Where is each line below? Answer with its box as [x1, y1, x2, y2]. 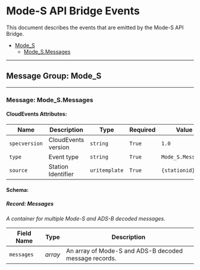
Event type [48, 153, 79, 161]
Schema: [6, 187, 29, 194]
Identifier [48, 170, 74, 178]
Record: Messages [6, 200, 54, 207]
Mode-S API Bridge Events [6, 4, 140, 18]
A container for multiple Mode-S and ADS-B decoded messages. [6, 215, 165, 222]
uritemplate [90, 167, 124, 173]
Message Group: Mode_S [6, 71, 102, 81]
